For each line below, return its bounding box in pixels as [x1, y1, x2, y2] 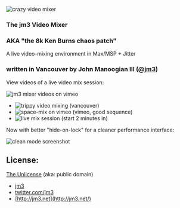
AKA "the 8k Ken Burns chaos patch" [6, 36, 117, 45]
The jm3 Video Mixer [6, 20, 68, 29]
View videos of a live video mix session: [6, 78, 104, 86]
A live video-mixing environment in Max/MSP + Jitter [6, 50, 136, 57]
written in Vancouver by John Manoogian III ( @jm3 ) [6, 65, 159, 74]
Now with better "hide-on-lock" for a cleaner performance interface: [6, 126, 175, 133]
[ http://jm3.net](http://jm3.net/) [14, 195, 91, 203]
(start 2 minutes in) [61, 114, 108, 122]
